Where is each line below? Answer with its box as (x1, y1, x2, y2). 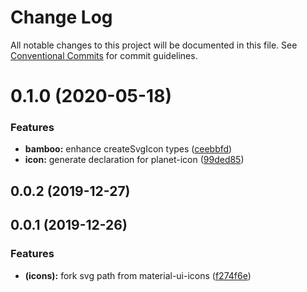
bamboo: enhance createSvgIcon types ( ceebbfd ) (24, 143, 233, 155)
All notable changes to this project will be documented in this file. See (10, 39, 298, 51)
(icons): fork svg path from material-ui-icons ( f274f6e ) (24, 269, 252, 281)
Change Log (10, 6, 113, 29)
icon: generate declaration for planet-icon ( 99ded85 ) (24, 154, 245, 166)
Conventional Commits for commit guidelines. (10, 49, 198, 61)
